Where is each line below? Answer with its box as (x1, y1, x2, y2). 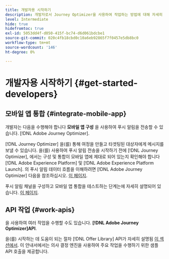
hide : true (5, 21, 28, 27)
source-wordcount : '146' (5, 45, 58, 50)
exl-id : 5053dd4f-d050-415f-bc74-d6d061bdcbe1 (5, 31, 105, 36)
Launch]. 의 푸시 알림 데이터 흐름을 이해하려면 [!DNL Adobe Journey (5, 166, 143, 172)
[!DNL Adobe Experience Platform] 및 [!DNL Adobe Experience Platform (5, 160, 154, 166)
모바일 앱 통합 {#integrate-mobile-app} (5, 109, 127, 118)
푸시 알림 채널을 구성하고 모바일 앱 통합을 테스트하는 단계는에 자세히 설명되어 (5, 183, 156, 189)
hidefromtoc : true (5, 26, 44, 31)
